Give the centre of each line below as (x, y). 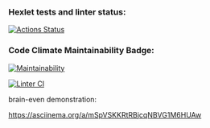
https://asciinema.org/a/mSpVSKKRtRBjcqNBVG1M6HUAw (105, 114)
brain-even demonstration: (53, 99)
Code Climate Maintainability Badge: (81, 51)
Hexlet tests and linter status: (67, 12)
